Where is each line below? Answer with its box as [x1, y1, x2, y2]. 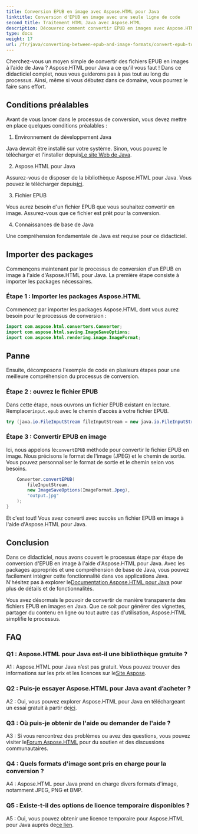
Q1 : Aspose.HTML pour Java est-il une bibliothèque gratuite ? [6, 650, 187, 659]
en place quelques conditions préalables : [6, 122, 108, 129]
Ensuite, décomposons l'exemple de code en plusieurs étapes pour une [6, 367, 180, 374]
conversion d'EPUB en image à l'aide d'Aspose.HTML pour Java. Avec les [6, 559, 185, 567]
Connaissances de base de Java [14, 221, 94, 228]
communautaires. [6, 745, 49, 752]
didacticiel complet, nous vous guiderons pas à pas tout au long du [6, 70, 169, 77]
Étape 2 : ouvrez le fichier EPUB [6, 387, 98, 396]
